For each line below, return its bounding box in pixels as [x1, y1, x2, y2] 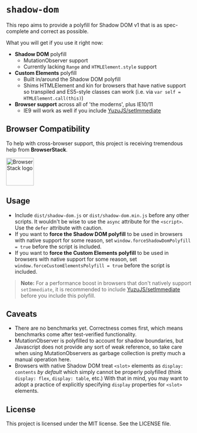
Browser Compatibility [6, 124, 90, 134]
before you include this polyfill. [20, 292, 96, 299]
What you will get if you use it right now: [6, 39, 103, 46]
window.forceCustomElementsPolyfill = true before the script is [14, 261, 171, 269]
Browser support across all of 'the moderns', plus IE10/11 [14, 100, 153, 107]
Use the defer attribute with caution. [14, 224, 103, 231]
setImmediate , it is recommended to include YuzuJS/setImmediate [20, 286, 181, 293]
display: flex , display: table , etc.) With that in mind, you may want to [14, 375, 188, 382]
